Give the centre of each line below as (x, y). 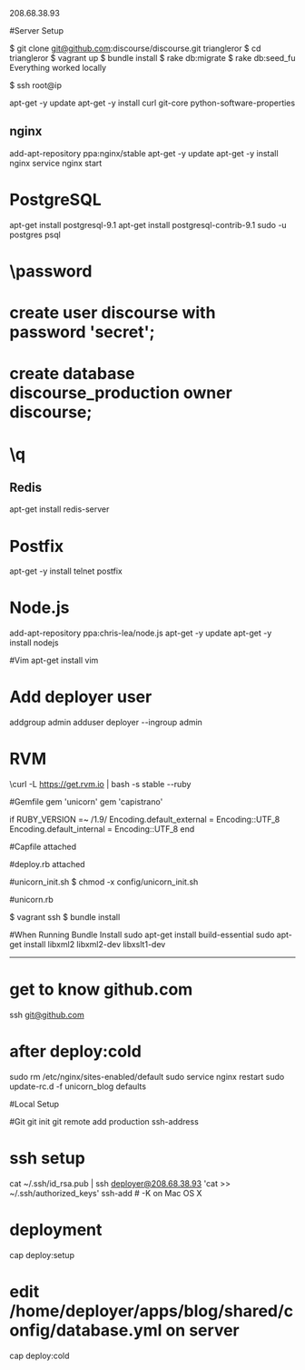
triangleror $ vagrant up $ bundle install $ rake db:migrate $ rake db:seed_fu (152, 58)
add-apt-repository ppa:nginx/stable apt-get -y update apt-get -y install (144, 153)
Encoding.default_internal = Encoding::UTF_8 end (102, 829)
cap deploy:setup (42, 1255)
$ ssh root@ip (35, 85)
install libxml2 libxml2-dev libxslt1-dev (95, 945)
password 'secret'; (82, 332)
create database (72, 374)
